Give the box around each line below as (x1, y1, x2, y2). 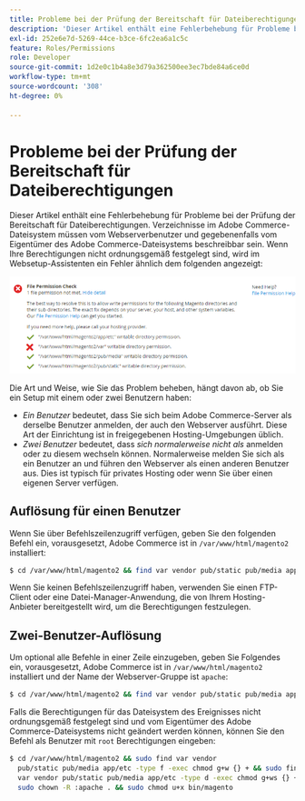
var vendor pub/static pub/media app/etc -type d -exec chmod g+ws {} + (17, 773, 299, 782)
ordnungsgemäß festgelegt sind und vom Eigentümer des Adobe (9, 716, 251, 727)
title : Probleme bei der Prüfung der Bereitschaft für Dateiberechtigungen (9, 15, 302, 24)
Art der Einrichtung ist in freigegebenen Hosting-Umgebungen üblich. (22, 428, 284, 440)
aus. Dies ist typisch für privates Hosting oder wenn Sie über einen (22, 467, 273, 478)
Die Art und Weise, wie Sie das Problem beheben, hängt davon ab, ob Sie (9, 382, 284, 393)
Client (9, 592, 32, 603)
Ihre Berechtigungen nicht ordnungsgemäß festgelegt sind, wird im (9, 248, 261, 259)
